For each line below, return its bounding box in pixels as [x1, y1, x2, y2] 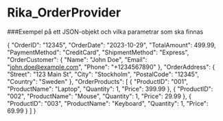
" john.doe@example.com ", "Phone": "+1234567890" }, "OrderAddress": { [7, 63, 215, 71]
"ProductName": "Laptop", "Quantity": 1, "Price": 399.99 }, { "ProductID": [7, 85, 213, 93]
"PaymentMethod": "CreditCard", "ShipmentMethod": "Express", [7, 48, 189, 56]
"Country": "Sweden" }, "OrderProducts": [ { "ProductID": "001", [7, 77, 189, 85]
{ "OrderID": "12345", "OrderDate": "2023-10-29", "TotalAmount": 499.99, [7, 41, 216, 49]
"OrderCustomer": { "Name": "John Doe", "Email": [7, 55, 148, 63]
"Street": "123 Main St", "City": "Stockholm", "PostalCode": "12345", [7, 70, 199, 78]
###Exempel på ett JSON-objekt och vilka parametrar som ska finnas [7, 27, 204, 36]
